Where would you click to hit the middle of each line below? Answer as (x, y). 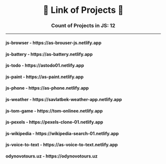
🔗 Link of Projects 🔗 (83, 10)
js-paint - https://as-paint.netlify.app (45, 77)
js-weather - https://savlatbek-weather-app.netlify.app (64, 100)
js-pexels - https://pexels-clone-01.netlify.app (54, 122)
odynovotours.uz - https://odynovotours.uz (52, 156)
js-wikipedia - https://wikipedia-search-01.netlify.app (62, 133)
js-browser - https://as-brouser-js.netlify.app (53, 43)
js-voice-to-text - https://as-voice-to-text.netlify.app (62, 145)
